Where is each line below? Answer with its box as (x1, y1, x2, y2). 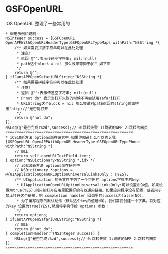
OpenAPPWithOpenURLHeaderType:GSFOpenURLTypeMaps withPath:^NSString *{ (5, 40, 160, 45)
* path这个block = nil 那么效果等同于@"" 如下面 (16, 61, 111, 66)
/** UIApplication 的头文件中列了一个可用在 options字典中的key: (14, 177, 141, 182)
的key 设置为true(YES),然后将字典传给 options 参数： (5, 204, 109, 209)
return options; (14, 212, 49, 217)
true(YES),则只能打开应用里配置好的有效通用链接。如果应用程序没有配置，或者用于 (12, 188, 162, 193)
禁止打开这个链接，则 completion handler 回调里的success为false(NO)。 (5, 193, 146, 198)
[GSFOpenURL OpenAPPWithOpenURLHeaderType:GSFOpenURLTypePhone (5, 139, 140, 144)
